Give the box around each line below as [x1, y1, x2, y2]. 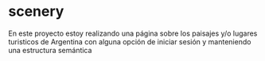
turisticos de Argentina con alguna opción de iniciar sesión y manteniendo [8, 36, 251, 46]
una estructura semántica [8, 45, 92, 55]
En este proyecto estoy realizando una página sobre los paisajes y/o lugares [8, 29, 258, 38]
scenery [8, 2, 64, 21]
